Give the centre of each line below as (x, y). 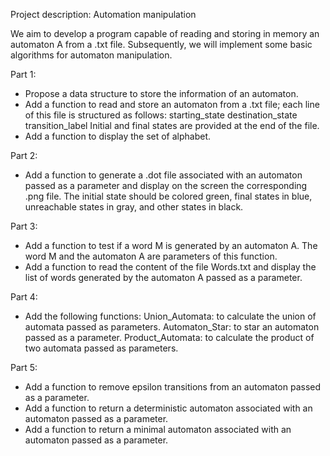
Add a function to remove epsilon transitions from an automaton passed (173, 387)
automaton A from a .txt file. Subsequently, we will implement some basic (161, 44)
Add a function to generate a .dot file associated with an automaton (163, 175)
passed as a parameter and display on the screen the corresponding (166, 185)
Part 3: (24, 226)
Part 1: (23, 74)
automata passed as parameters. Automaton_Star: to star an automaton (172, 327)
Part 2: (24, 155)
